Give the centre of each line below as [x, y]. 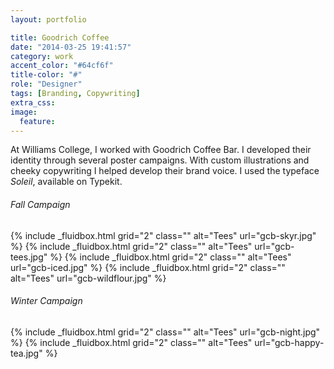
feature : [37, 121]
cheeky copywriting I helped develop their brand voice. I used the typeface [165, 171]
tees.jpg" [29, 257]
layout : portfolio [48, 19]
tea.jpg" [26, 353]
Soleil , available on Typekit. [66, 182]
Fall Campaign [40, 204]
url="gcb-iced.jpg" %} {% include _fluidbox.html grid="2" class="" [148, 267]
